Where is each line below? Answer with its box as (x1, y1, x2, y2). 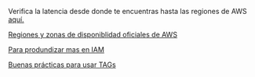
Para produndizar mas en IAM (8, 45, 104, 54)
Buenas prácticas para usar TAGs (8, 60, 116, 69)
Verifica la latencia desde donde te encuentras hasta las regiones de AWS (8, 7, 247, 16)
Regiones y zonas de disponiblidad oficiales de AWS (8, 30, 178, 39)
